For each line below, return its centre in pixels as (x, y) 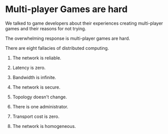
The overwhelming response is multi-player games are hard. (68, 38)
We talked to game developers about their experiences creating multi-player (84, 23)
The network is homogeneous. (44, 126)
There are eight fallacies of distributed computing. (57, 48)
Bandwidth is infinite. (34, 77)
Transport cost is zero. (36, 116)
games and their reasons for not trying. (46, 28)
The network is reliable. (37, 58)
